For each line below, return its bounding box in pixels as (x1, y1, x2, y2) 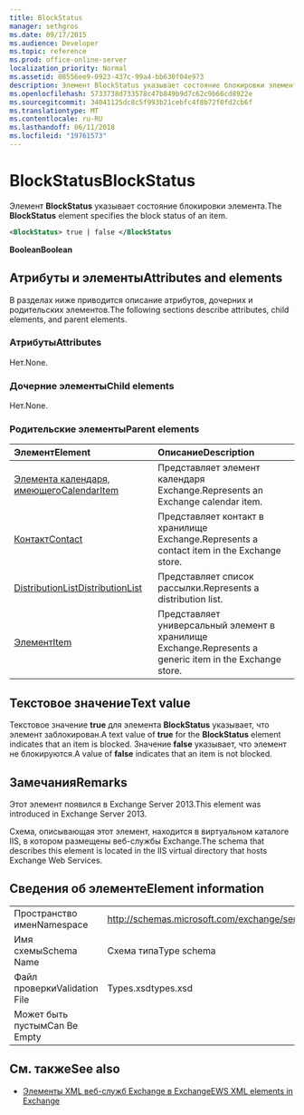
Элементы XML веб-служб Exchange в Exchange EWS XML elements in (22, 1085, 294, 1096)
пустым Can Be (14, 1019, 79, 1032)
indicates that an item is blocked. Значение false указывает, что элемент (9, 738, 287, 749)
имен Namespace (14, 918, 89, 931)
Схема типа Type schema (107, 944, 216, 957)
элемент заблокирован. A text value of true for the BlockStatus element (9, 729, 281, 740)
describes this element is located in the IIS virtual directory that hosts (9, 846, 268, 856)
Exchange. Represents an (157, 484, 264, 497)
